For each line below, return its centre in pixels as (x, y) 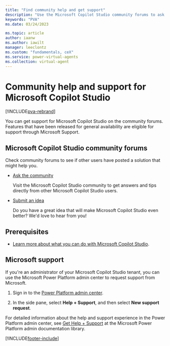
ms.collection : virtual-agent (37, 61)
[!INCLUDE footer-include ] (32, 338)
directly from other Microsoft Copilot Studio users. (65, 191)
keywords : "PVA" (22, 19)
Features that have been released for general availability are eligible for (79, 127)
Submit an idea (28, 200)
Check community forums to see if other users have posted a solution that (83, 160)
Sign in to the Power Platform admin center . (58, 293)
